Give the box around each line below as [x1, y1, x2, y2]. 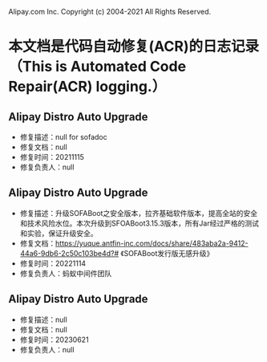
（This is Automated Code [8, 58, 187, 75]
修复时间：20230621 [19, 335, 90, 344]
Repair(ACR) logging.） [8, 78, 167, 96]
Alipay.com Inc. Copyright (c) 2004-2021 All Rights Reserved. [8, 7, 212, 16]
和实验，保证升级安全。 [19, 228, 98, 238]
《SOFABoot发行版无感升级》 [120, 248, 214, 258]
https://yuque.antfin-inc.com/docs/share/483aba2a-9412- [55, 238, 249, 248]
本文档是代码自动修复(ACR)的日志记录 [8, 38, 259, 55]
